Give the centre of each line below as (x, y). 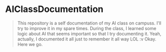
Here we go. (30, 44)
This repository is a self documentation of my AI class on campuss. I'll (89, 23)
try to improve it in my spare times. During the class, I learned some (87, 28)
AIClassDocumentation (54, 9)
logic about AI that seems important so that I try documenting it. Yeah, (89, 33)
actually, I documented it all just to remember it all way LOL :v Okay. (87, 39)
